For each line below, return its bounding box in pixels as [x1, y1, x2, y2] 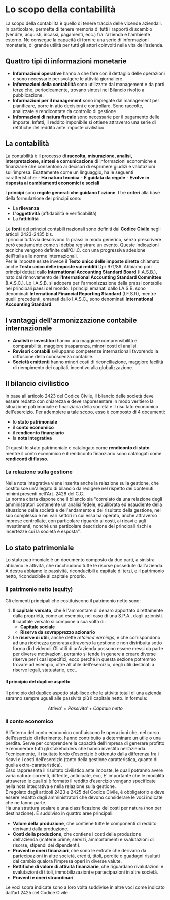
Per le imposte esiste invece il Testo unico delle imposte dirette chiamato [5, 258, 160, 264]
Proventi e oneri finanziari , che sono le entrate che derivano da [12, 848, 147, 854]
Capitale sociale [20, 624, 55, 630]
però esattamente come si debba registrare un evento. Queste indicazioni [5, 242, 159, 248]
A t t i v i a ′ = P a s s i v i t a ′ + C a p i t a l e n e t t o [47, 705, 123, 711]
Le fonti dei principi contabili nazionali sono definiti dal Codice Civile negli [5, 226, 161, 232]
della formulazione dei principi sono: [5, 195, 82, 201]
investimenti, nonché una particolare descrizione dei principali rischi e [5, 523, 152, 529]
